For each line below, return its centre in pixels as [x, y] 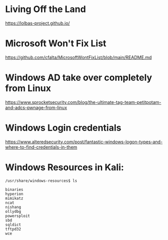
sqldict [13, 224]
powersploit [18, 216]
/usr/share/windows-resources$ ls [41, 181]
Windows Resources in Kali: [65, 167]
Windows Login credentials [63, 128]
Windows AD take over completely [79, 78]
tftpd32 [13, 229]
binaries [14, 189]
